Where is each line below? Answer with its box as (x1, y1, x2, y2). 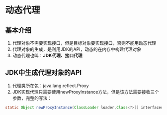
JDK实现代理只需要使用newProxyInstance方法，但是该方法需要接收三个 (12, 89, 159, 95)
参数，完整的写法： (12, 95, 52, 101)
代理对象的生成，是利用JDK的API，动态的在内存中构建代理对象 (12, 46, 142, 52)
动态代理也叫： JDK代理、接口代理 (12, 53, 83, 58)
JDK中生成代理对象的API (5, 68, 82, 77)
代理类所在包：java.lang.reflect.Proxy (12, 83, 89, 89)
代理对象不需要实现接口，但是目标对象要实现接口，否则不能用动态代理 (12, 40, 157, 46)
